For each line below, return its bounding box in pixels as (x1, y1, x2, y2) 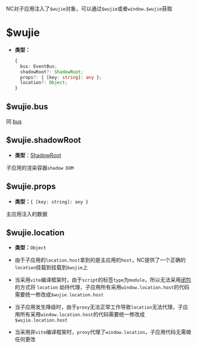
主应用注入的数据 (6, 210, 48, 217)
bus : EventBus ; (20, 63, 58, 69)
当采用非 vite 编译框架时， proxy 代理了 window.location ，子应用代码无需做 (14, 329, 192, 336)
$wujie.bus (6, 102, 48, 112)
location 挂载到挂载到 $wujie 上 (14, 264, 88, 271)
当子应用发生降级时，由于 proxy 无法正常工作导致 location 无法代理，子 (14, 303, 183, 310)
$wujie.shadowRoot (6, 135, 81, 145)
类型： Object (14, 244, 46, 251)
